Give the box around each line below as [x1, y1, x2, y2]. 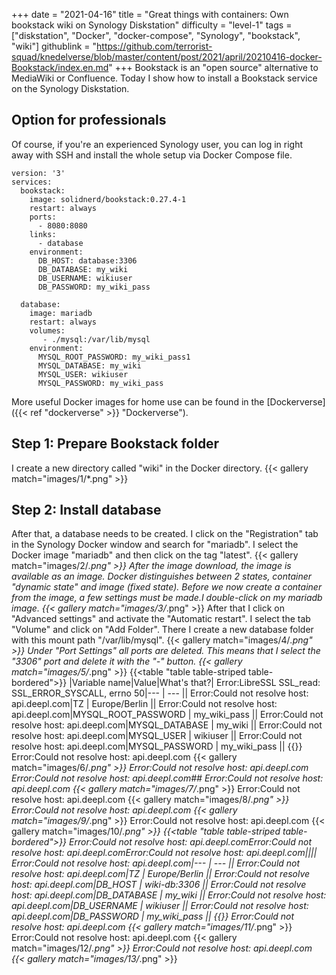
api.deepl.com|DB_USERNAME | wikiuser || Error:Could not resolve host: [11, 900, 309, 912]
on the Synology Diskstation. [11, 83, 130, 94]
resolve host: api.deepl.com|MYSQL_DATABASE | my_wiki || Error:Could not [11, 719, 323, 731]
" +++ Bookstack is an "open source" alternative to [108, 62, 319, 73]
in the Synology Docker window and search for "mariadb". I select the [11, 539, 299, 551]
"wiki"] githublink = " [11, 40, 98, 52]
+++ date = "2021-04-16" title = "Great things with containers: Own [11, 9, 289, 20]
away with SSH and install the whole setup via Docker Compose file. [11, 149, 293, 161]
